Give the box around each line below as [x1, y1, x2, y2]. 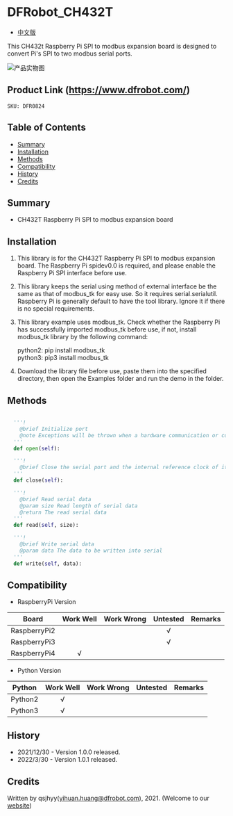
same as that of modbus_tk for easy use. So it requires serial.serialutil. [17, 290, 218, 298]
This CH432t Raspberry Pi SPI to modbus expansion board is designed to [7, 42, 217, 50]
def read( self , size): [13, 522, 79, 529]
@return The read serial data [19, 509, 107, 516]
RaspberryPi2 [10, 626, 55, 636]
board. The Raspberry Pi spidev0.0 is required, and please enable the [17, 261, 216, 270]
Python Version [17, 667, 62, 675]
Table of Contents [7, 122, 87, 133]
